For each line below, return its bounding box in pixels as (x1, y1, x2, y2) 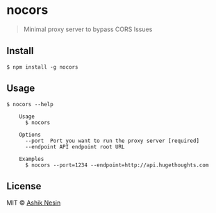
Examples (19, 155, 44, 162)
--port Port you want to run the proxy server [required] (24, 137, 199, 144)
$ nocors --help (6, 101, 53, 108)
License (6, 180, 42, 192)
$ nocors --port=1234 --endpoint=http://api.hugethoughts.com (24, 162, 209, 169)
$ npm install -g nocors (6, 63, 78, 71)
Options (19, 131, 41, 138)
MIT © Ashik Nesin (6, 198, 61, 207)
